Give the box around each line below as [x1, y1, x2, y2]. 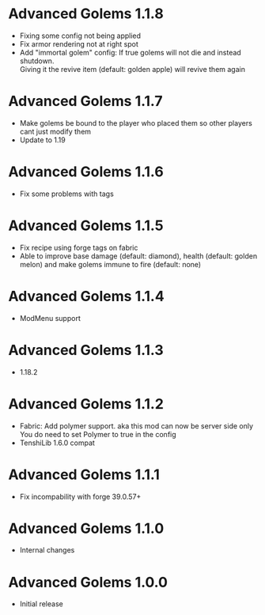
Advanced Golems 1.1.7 [8, 92, 164, 111]
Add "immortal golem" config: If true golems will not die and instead [19, 47, 241, 57]
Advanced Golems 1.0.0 [8, 573, 168, 591]
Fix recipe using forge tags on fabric [19, 243, 138, 252]
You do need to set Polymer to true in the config [19, 429, 176, 439]
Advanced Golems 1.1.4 [8, 287, 165, 305]
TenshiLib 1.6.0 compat [19, 438, 95, 447]
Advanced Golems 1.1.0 [8, 519, 165, 538]
